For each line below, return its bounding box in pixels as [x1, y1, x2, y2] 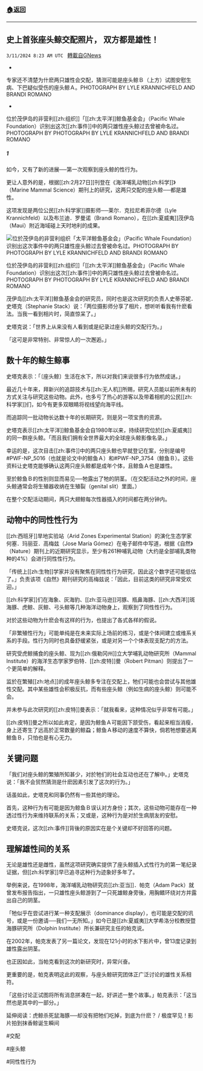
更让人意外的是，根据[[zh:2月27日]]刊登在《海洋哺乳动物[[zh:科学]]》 [6, 179, 176, 186]
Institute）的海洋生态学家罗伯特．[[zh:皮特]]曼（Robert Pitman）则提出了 [6, 657, 188, 665]
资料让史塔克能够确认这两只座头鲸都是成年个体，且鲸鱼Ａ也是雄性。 [6, 462, 176, 469]
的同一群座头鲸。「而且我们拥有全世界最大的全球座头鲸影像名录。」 [6, 434, 170, 441]
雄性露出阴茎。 [6, 945, 43, 953]
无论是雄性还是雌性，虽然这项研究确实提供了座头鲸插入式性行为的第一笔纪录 [6, 861, 197, 868]
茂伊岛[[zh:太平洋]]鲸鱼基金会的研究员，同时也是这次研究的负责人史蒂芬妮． [6, 295, 196, 303]
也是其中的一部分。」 [11, 999, 62, 1006]
